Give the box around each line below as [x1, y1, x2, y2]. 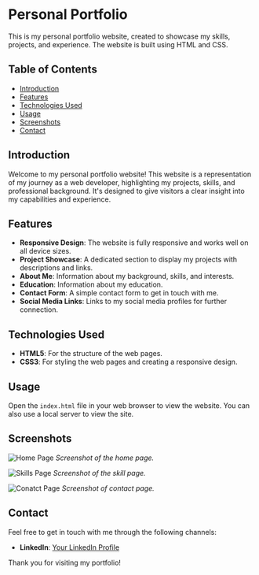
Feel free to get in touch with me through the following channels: [8, 527, 217, 536]
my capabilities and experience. [8, 195, 111, 204]
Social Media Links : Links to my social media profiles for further [19, 297, 228, 306]
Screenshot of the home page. [55, 453, 155, 462]
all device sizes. [19, 247, 72, 256]
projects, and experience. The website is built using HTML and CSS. [8, 39, 228, 49]
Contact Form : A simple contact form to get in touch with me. [19, 288, 219, 298]
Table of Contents [8, 63, 98, 76]
